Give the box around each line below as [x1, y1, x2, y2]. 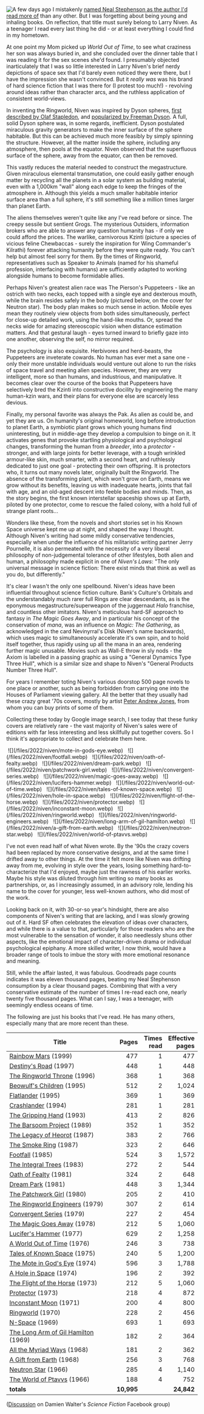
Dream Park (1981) [9, 1180, 66, 1188]
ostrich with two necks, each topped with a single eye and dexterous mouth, [6, 290, 197, 297]
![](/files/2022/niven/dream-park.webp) [42, 760, 141, 767]
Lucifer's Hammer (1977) [9, 1229, 83, 1238]
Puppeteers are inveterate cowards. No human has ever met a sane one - [6, 354, 190, 361]
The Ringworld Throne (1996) [9, 1072, 95, 1080]
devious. [6, 399, 28, 406]
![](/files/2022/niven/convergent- [111, 766, 195, 773]
